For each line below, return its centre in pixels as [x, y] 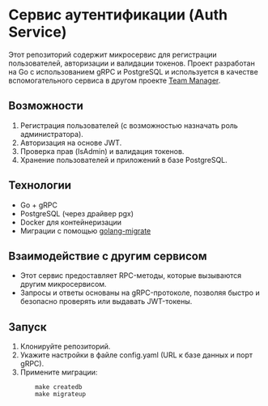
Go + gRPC [39, 205]
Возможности [46, 106]
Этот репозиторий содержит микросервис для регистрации [113, 54]
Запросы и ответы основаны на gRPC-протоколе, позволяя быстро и [140, 293]
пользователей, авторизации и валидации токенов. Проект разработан [132, 63]
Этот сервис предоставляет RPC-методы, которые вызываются [130, 276]
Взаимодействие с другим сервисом [108, 256]
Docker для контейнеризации [70, 222]
